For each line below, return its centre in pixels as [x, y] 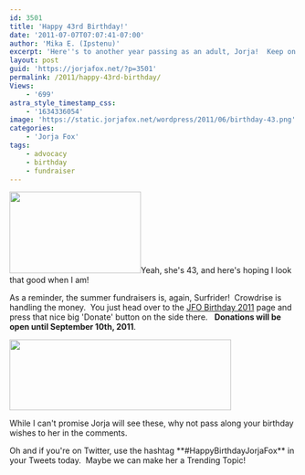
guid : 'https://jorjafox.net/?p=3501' [83, 69]
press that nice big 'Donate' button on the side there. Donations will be [145, 317]
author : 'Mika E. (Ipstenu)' [65, 43]
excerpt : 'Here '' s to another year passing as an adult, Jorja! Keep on [153, 52]
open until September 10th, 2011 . [73, 327]
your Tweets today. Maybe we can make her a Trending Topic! [128, 460]
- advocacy [47, 153]
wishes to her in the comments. [68, 433]
